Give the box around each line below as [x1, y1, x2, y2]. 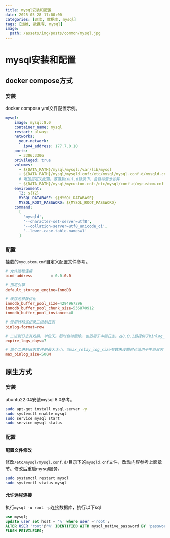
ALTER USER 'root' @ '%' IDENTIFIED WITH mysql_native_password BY [5, 524, 146, 529]
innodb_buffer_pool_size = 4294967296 [5, 301, 82, 306]
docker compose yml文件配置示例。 [5, 105, 80, 111]
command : [14, 205, 33, 210]
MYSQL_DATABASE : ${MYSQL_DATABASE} [18, 195, 94, 200]
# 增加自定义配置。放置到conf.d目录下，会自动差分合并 [18, 176, 120, 182]
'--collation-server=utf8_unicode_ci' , [23, 224, 108, 229]
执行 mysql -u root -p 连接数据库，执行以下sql [5, 504, 101, 510]
